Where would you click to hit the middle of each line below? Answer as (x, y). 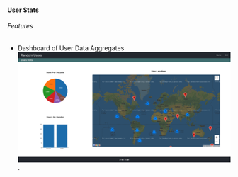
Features (20, 26)
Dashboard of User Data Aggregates (71, 48)
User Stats (23, 10)
